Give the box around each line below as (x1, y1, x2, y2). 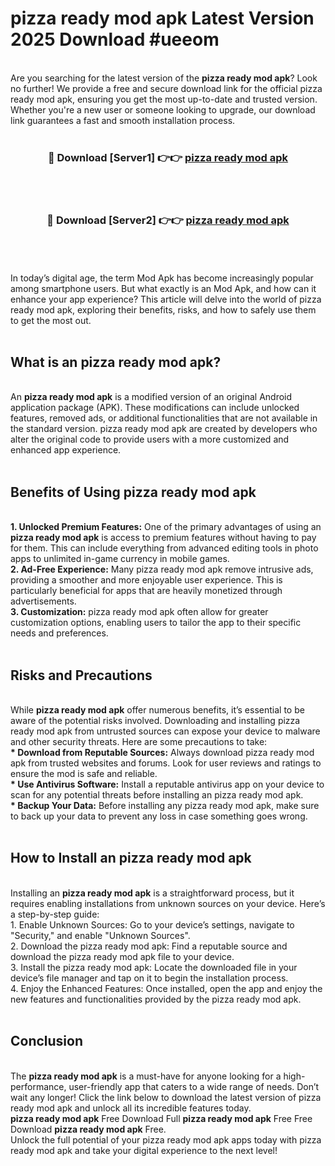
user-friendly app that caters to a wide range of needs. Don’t (68, 1080, 320, 1092)
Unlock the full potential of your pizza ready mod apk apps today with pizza (10, 1133, 322, 1146)
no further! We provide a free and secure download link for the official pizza (10, 82, 323, 94)
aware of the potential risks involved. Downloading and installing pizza (10, 714, 301, 726)
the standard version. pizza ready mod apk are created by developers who (10, 423, 318, 435)
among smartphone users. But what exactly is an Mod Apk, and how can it (10, 282, 317, 294)
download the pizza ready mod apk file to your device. (10, 950, 235, 962)
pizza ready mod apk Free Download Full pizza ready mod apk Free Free (10, 1112, 313, 1124)
